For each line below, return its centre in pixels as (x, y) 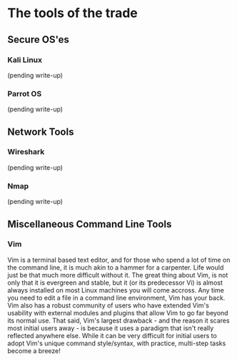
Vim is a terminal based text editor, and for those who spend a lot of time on (119, 260)
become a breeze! (34, 350)
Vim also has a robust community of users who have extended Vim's (108, 305)
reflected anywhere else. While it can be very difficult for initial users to (112, 335)
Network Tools (41, 132)
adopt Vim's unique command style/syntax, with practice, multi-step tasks (117, 343)
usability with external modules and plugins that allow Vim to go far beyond (118, 312)
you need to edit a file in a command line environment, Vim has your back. (116, 298)
